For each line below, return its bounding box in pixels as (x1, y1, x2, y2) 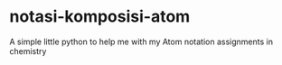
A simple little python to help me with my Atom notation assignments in (9, 36, 274, 47)
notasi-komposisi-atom (9, 6, 191, 27)
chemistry (9, 45, 47, 56)
